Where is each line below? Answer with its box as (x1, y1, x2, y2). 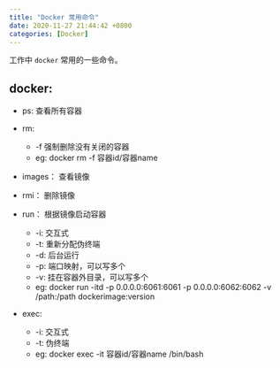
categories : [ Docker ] (9, 29, 89, 38)
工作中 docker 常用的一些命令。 (9, 55, 123, 65)
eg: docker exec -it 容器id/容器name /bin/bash (34, 349, 204, 359)
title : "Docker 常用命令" (9, 12, 100, 22)
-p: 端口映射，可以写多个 (34, 261, 126, 272)
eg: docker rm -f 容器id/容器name (34, 152, 158, 164)
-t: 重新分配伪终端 (34, 239, 101, 249)
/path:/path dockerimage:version (34, 291, 155, 302)
